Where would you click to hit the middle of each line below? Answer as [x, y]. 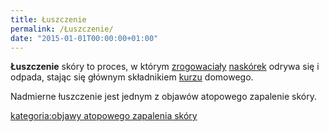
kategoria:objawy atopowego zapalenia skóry [104, 116]
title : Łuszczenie [48, 19]
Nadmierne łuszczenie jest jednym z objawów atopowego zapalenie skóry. [163, 97]
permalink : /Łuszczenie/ [62, 29]
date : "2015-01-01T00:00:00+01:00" [84, 38]
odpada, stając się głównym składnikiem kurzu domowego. [132, 77]
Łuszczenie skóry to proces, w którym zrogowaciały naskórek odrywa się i [165, 67]
